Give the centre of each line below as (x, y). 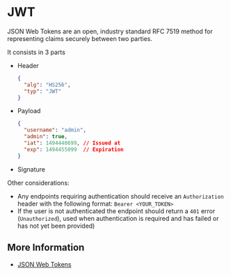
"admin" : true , (46, 137)
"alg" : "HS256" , (47, 85)
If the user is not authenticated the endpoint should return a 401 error (116, 211)
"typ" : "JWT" (43, 91)
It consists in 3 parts (37, 52)
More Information (46, 248)
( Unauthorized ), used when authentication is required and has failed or (118, 218)
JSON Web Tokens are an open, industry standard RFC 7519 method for (110, 31)
